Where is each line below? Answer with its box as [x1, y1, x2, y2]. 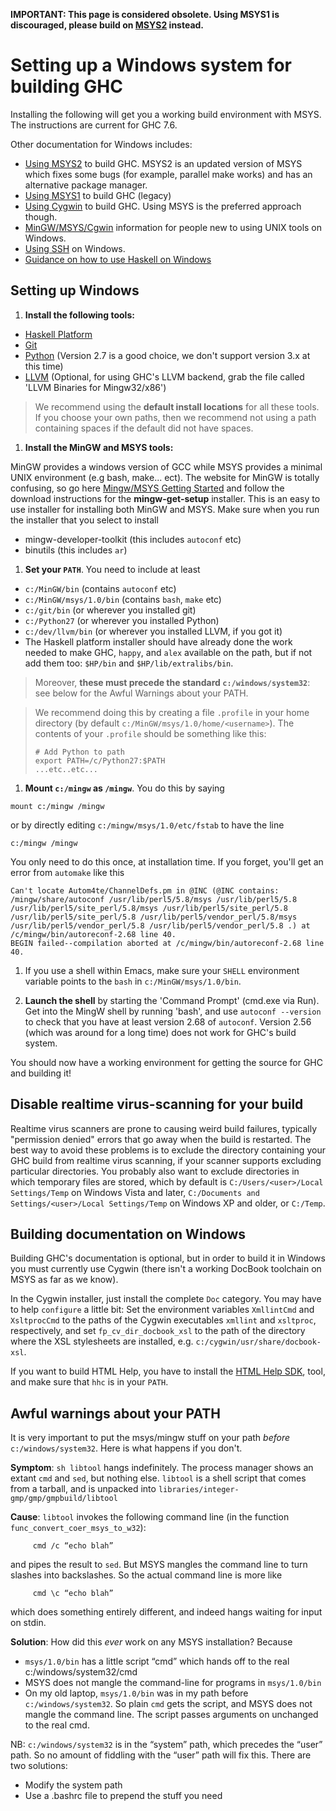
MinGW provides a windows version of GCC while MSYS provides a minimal [10, 460, 323, 473]
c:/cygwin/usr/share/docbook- [195, 1337, 322, 1348]
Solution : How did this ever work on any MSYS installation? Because [10, 1636, 293, 1648]
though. [24, 210, 58, 223]
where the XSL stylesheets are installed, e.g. [10, 1335, 194, 1348]
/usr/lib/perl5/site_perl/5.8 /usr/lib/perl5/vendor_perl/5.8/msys [10, 912, 298, 922]
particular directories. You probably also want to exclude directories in [10, 1165, 300, 1177]
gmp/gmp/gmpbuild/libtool [10, 1494, 118, 1504]
